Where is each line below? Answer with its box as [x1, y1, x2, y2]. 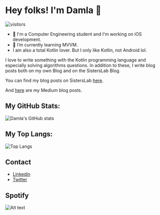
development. [12, 36, 41, 42]
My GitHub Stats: [5, 102, 61, 111]
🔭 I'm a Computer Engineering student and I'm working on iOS [12, 31, 142, 37]
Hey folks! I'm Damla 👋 [5, 5, 102, 16]
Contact [5, 157, 31, 166]
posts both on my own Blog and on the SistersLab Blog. [5, 68, 121, 74]
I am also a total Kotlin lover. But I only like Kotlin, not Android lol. [12, 47, 147, 53]
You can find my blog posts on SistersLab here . [5, 77, 104, 83]
